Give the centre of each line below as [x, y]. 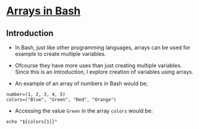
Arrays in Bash [43, 11]
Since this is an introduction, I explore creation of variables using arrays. [104, 72]
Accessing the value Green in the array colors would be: [84, 111]
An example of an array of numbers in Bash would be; [81, 83]
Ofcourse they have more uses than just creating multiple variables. [98, 65]
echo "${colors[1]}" [32, 122]
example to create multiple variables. [61, 54]
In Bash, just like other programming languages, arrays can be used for [102, 47]
